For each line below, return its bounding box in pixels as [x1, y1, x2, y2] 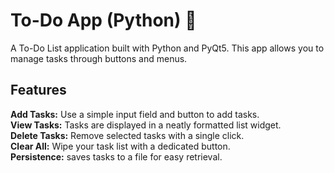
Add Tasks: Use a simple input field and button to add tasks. [10, 108, 260, 120]
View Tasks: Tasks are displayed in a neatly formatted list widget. [10, 119, 282, 131]
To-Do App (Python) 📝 [10, 9, 197, 32]
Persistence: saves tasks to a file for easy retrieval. [10, 150, 223, 163]
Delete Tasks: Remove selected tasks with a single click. [10, 129, 245, 141]
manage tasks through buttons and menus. [10, 52, 188, 64]
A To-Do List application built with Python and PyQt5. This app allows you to [10, 42, 325, 54]
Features [10, 82, 67, 99]
